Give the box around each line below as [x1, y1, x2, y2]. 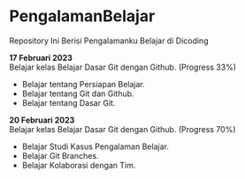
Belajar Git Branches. [21, 150, 99, 160]
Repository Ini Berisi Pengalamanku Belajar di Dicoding [9, 35, 209, 46]
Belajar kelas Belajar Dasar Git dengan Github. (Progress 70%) [9, 123, 236, 134]
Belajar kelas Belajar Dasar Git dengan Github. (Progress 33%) [9, 62, 237, 72]
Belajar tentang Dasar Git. [21, 97, 116, 108]
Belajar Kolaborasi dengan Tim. [21, 160, 136, 170]
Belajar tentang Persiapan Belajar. [21, 78, 145, 89]
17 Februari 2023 [9, 52, 73, 63]
